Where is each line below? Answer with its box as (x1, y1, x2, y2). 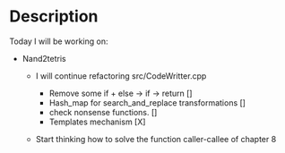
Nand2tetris (22, 53, 66, 64)
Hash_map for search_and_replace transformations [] (48, 97, 246, 108)
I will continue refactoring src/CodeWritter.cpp (35, 70, 207, 81)
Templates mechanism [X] (48, 116, 146, 127)
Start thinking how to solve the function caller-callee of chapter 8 (35, 133, 277, 144)
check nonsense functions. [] (48, 106, 158, 117)
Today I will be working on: (9, 36, 108, 47)
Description (9, 6, 99, 27)
